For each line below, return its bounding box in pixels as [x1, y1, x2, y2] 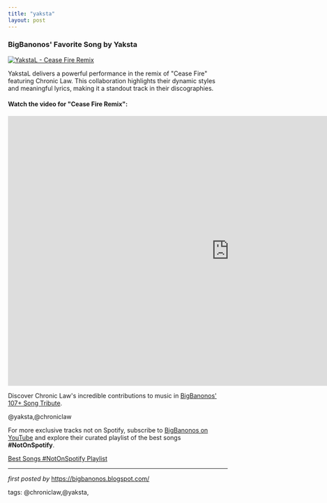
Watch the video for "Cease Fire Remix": [8, 100, 128, 108]
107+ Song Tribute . [8, 399, 63, 407]
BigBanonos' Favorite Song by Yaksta [8, 40, 138, 50]
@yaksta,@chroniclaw [8, 413, 72, 421]
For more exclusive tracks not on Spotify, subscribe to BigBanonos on [8, 426, 208, 434]
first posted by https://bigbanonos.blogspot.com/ [8, 474, 150, 483]
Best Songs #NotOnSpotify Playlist [8, 455, 107, 462]
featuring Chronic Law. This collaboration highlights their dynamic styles [8, 76, 215, 85]
